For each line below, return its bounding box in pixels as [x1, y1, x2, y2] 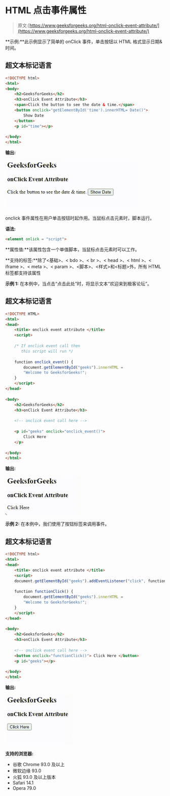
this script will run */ [21, 348, 73, 354]
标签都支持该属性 [5, 270, 41, 276]
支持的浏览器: [5, 751, 34, 757]
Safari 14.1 [12, 780, 34, 786]
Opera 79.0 [12, 785, 36, 791]
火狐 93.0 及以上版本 [12, 774, 56, 780]
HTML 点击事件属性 [5, 5, 87, 16]
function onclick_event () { [14, 359, 73, 365]
